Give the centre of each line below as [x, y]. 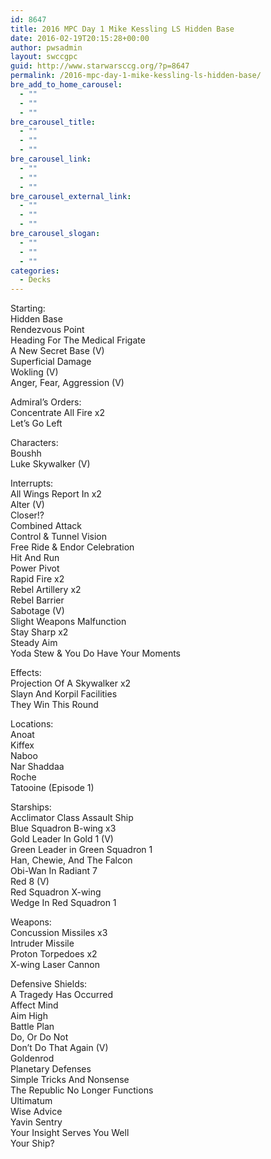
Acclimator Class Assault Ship [72, 818]
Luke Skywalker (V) [50, 464]
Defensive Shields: [49, 984]
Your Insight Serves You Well [70, 1133]
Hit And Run [35, 558]
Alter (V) [27, 505]
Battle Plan [32, 1027]
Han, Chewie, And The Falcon [71, 860]
